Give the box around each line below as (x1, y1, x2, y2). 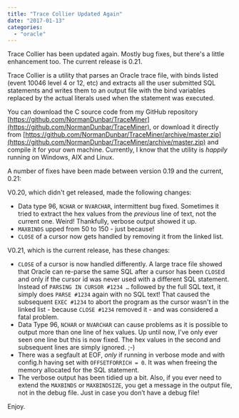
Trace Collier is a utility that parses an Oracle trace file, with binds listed (7, 71, 219, 80)
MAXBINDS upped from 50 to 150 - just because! (17, 225, 155, 234)
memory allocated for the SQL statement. (17, 366, 140, 375)
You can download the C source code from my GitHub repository (7, 108, 198, 116)
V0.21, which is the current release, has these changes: (7, 246, 170, 255)
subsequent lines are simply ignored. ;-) (17, 343, 136, 352)
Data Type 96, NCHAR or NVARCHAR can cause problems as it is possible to (17, 320, 228, 329)
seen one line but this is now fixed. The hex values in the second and (17, 335, 221, 344)
